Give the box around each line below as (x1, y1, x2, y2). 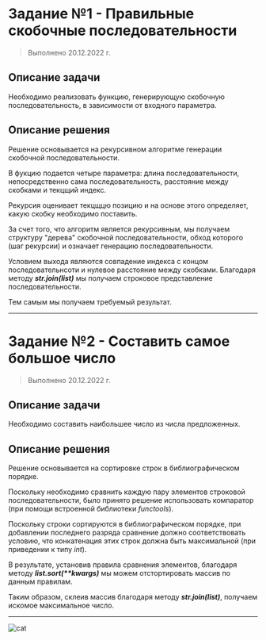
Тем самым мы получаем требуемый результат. (8, 297, 173, 306)
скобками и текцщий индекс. (8, 185, 107, 194)
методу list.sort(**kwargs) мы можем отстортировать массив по (8, 569, 231, 578)
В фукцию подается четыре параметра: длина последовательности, (8, 168, 240, 178)
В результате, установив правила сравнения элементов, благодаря (8, 560, 237, 569)
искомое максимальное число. (8, 600, 115, 611)
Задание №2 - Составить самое (8, 332, 230, 350)
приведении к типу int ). (8, 545, 87, 554)
